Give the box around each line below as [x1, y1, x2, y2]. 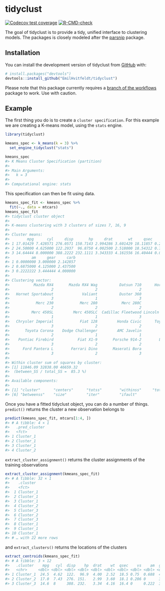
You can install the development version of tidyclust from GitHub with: [5, 61, 147, 67]
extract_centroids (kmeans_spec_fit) [5, 554, 80, 559]
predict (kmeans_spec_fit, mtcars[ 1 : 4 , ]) [5, 415, 91, 421]
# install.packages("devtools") [5, 71, 71, 76]
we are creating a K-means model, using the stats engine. [5, 122, 123, 128]
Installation [5, 49, 40, 57]
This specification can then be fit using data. [5, 191, 95, 197]
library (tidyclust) [5, 132, 45, 137]
